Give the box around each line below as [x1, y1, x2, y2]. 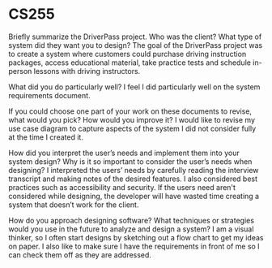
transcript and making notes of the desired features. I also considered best [8, 174, 257, 184]
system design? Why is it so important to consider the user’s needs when [8, 156, 253, 166]
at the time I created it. [8, 132, 83, 142]
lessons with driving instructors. [33, 66, 141, 76]
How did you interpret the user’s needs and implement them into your [8, 148, 240, 158]
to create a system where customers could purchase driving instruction [8, 49, 247, 58]
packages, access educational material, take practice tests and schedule [8, 58, 251, 67]
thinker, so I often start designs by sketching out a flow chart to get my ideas [8, 232, 264, 242]
